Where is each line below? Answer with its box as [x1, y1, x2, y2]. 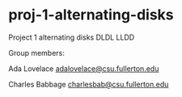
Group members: [8, 48, 65, 57]
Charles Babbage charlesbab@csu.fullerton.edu [8, 79, 169, 89]
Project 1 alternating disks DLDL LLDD [8, 32, 135, 42]
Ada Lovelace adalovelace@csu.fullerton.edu [8, 63, 159, 74]
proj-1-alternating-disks [8, 6, 174, 24]
